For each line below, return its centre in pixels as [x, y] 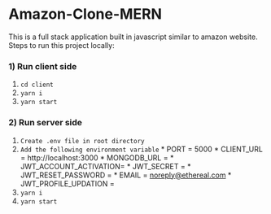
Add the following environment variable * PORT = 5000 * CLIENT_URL [141, 149]
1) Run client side [43, 66]
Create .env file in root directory [82, 141]
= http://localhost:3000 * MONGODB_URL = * [97, 157]
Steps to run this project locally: [62, 45]
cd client [37, 85]
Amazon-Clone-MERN [85, 14]
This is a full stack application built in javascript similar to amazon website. [133, 37]
